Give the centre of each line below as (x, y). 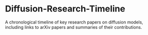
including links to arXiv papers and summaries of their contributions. (74, 27)
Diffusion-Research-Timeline (65, 9)
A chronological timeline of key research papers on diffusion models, (74, 22)
